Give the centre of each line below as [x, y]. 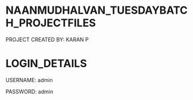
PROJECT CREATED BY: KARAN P [47, 39]
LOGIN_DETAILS [46, 64]
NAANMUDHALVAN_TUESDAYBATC [97, 10]
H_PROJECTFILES [51, 23]
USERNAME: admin [29, 80]
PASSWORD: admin [29, 91]
